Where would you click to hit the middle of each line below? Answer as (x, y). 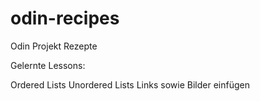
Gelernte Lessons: (48, 65)
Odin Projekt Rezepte (54, 46)
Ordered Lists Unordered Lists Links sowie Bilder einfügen (130, 84)
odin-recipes (65, 18)
